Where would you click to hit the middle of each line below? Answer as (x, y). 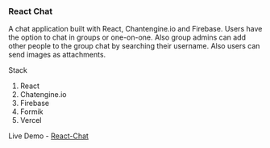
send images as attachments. (57, 55)
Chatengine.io (43, 95)
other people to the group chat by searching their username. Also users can (134, 46)
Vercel (31, 121)
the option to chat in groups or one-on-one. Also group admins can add (127, 37)
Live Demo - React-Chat (48, 136)
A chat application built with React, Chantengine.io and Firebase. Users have (135, 29)
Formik (31, 112)
